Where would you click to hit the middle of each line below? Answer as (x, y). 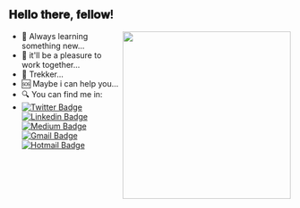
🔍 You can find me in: (62, 94)
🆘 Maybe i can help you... (70, 83)
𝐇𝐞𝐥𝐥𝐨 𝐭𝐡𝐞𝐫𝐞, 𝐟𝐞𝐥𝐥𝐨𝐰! (61, 15)
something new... (53, 46)
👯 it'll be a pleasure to (61, 55)
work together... (51, 64)
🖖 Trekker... (43, 74)
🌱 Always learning (55, 36)
